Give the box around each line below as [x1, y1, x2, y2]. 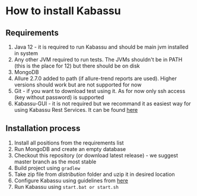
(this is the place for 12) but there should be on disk [14, 62, 140, 69]
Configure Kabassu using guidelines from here [14, 176, 128, 184]
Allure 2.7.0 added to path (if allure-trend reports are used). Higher [14, 75, 177, 82]
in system [14, 50, 38, 57]
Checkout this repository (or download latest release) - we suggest [14, 152, 179, 159]
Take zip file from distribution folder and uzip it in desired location [14, 171, 176, 178]
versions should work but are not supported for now [14, 81, 142, 88]
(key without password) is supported [14, 94, 104, 101]
